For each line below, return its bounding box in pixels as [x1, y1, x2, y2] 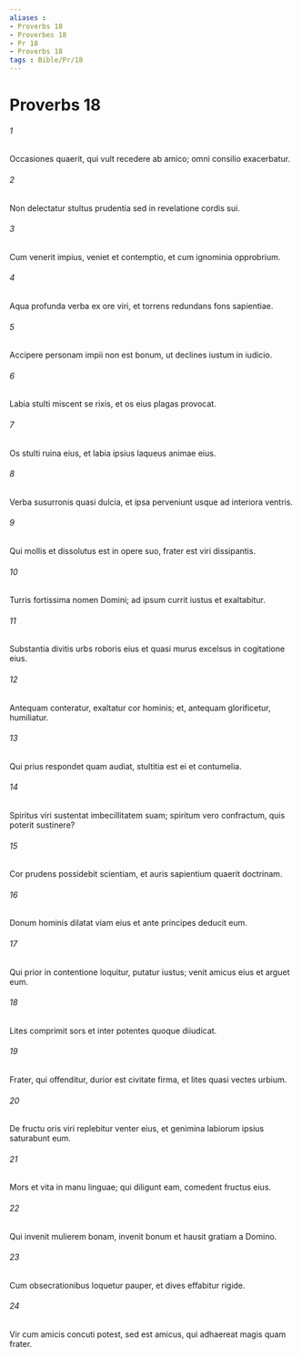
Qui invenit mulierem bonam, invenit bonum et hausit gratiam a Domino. [9, 1231, 277, 1241]
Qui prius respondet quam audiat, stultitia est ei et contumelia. [9, 760, 243, 771]
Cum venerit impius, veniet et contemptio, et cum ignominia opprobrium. [9, 251, 281, 262]
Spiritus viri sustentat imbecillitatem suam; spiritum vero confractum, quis [9, 810, 286, 821]
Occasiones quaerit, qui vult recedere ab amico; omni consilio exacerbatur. [9, 154, 291, 165]
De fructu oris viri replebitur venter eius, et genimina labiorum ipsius [9, 1123, 265, 1134]
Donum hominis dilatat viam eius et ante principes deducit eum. [9, 918, 247, 929]
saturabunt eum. [9, 1133, 71, 1144]
